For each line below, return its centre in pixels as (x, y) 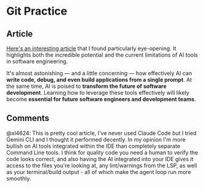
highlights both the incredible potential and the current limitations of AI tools (102, 55)
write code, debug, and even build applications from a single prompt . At (99, 80)
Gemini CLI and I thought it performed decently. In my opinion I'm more (96, 139)
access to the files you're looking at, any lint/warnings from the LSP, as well (102, 165)
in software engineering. (37, 61)
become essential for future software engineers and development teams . (101, 99)
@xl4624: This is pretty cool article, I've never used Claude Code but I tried (102, 133)
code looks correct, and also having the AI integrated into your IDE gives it (100, 159)
